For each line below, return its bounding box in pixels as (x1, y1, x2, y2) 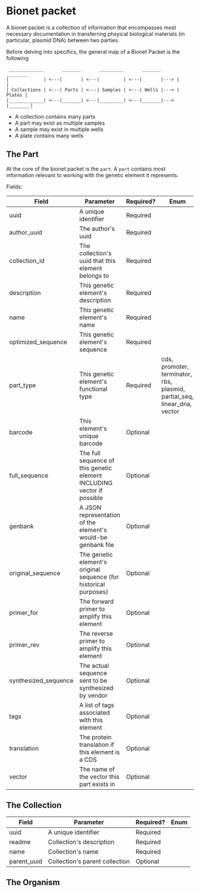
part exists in (79, 780, 115, 788)
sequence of (79, 456, 115, 465)
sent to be (79, 676, 108, 684)
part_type (9, 381, 36, 389)
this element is (79, 747, 120, 756)
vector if (79, 486, 103, 495)
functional (79, 385, 108, 393)
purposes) (79, 588, 108, 596)
